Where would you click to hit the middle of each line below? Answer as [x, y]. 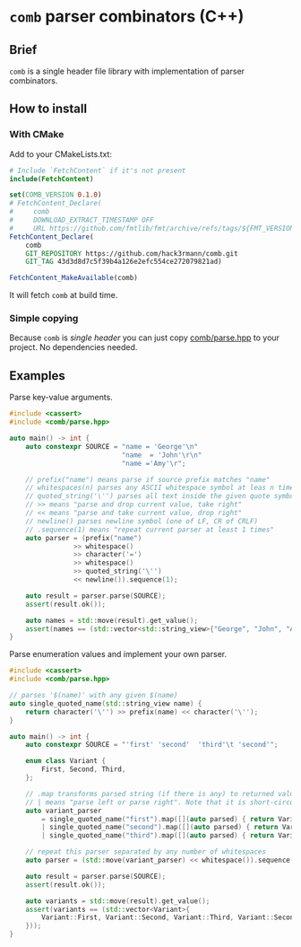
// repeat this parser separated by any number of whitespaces [146, 852]
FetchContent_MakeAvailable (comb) [74, 278]
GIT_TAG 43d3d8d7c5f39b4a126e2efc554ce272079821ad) [124, 262]
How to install [48, 109]
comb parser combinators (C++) [127, 17]
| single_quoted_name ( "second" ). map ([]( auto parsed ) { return [160, 828]
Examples [37, 376]
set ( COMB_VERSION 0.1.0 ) [56, 195]
